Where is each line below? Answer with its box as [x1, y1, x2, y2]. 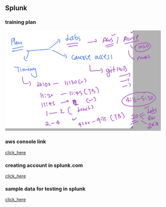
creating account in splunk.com [5, 162, 83, 168]
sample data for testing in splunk [5, 185, 85, 192]
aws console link [5, 138, 46, 145]
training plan [5, 19, 36, 26]
